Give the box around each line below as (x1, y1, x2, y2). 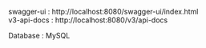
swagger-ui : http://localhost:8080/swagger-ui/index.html (8, 7, 199, 16)
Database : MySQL (8, 31, 71, 40)
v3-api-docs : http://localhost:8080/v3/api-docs (8, 15, 168, 25)
